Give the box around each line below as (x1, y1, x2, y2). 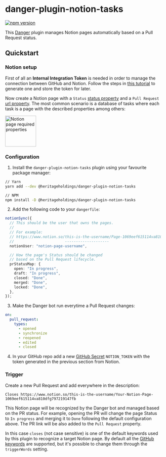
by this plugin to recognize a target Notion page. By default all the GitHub (5, 435, 154, 441)
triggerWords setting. (5, 446, 48, 452)
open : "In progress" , (14, 266, 58, 272)
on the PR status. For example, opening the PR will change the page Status (5, 410, 157, 416)
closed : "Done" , (14, 275, 48, 280)
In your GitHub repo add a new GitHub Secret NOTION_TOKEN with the (12, 354, 150, 360)
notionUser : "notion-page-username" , (9, 243, 87, 248)
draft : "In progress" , (14, 271, 61, 276)
